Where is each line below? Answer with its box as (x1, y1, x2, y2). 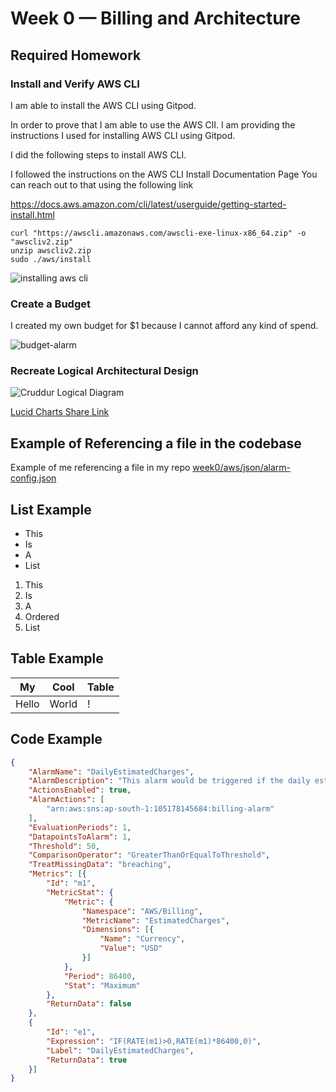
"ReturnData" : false (46, 999, 132, 1009)
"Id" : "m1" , (46, 878, 97, 889)
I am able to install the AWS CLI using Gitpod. (10, 99, 197, 111)
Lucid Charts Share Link (10, 406, 110, 418)
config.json (10, 472, 57, 484)
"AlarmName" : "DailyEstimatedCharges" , (28, 767, 195, 777)
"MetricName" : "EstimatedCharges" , (81, 915, 230, 926)
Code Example (10, 731, 103, 748)
